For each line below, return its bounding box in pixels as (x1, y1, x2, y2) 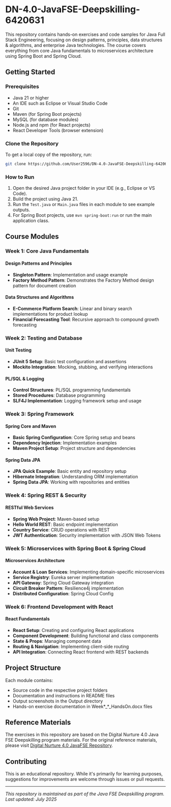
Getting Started (5, 68, 55, 77)
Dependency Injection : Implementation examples (12, 440, 117, 446)
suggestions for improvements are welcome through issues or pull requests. (5, 776, 165, 783)
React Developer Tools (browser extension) (12, 127, 104, 133)
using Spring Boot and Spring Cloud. (5, 53, 82, 59)
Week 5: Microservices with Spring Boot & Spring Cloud (5, 545, 146, 552)
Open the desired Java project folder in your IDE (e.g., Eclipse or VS (12, 185, 155, 191)
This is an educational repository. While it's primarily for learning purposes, (5, 771, 163, 777)
